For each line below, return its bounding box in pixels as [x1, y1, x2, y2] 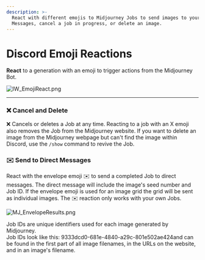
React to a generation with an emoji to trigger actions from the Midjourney [6, 67, 193, 74]
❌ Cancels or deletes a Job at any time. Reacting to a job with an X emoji [6, 120, 189, 127]
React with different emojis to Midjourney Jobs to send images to [12, 15, 187, 21]
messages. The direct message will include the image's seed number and [6, 181, 191, 188]
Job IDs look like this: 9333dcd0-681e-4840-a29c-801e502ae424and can [6, 233, 194, 240]
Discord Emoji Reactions [6, 46, 132, 61]
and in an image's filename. [6, 246, 76, 254]
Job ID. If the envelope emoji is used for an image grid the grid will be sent [6, 187, 193, 195]
